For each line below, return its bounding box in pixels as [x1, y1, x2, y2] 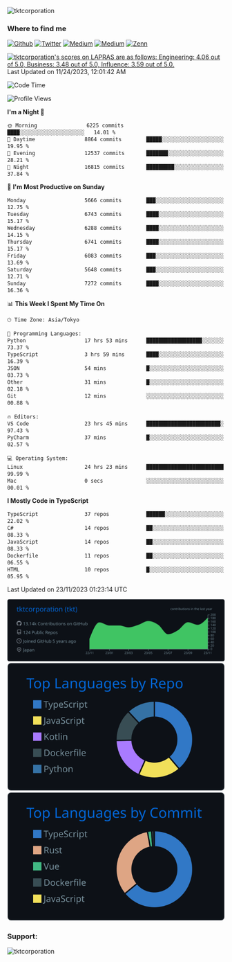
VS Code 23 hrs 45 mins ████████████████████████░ [7, 420, 224, 427]
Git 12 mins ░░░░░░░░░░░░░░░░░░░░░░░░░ [7, 393, 224, 400]
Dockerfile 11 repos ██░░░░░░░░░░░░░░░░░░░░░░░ [7, 553, 224, 560]
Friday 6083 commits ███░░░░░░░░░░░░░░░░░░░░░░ [7, 253, 224, 260]
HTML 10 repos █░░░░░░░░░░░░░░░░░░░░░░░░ [7, 567, 224, 573]
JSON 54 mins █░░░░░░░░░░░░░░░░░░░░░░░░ [7, 365, 224, 372]
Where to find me [7, 24, 67, 33]
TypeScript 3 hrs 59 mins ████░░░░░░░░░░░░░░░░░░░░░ [7, 351, 224, 358]
